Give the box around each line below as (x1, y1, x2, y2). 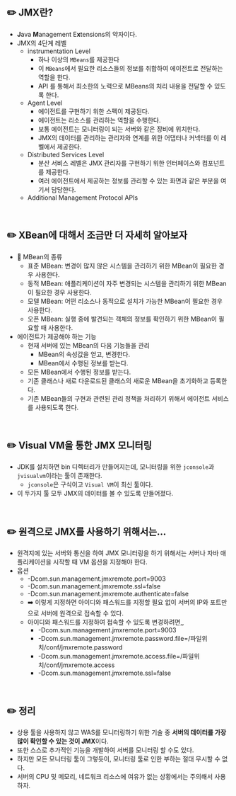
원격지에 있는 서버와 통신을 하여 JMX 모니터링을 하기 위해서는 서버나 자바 (16, 549, 219, 557)
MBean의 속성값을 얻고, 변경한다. (37, 350, 131, 358)
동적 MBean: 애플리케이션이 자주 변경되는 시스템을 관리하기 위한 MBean (27, 279, 227, 288)
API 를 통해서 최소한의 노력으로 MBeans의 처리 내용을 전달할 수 (37, 81, 213, 90)
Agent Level (27, 98, 63, 107)
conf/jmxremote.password (46, 643, 123, 652)
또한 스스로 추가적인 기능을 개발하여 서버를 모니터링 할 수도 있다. (16, 746, 194, 754)
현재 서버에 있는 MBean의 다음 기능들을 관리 (27, 341, 150, 349)
